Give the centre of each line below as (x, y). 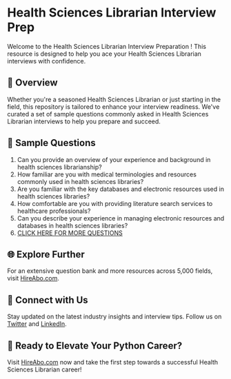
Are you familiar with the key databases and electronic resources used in (120, 189)
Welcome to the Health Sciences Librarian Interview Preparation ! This (107, 46)
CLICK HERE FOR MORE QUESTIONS (70, 233)
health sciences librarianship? (59, 167)
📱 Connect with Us (48, 300)
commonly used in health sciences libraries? (80, 181)
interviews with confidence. (47, 61)
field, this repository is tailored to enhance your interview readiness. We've (113, 106)
